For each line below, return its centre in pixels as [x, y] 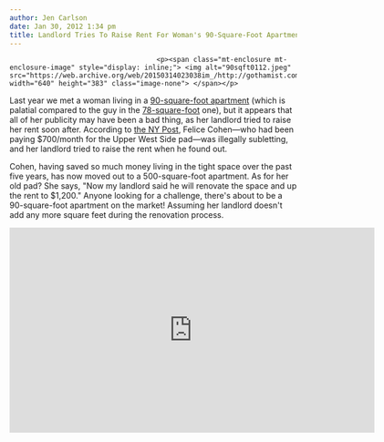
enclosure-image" [42, 68]
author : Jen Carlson [49, 18]
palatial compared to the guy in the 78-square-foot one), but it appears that [151, 110]
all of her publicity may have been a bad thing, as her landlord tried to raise [150, 120]
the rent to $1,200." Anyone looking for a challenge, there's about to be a [146, 196]
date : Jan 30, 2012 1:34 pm [63, 26]
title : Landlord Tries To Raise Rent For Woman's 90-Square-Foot [136, 35]
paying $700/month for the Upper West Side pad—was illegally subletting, [149, 139]
